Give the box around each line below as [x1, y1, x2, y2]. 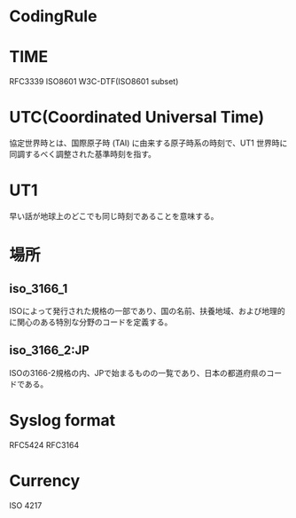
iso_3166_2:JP [9, 343, 90, 358]
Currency [9, 470, 81, 491]
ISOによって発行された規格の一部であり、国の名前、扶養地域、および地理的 [9, 306, 285, 316]
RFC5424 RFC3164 [9, 439, 80, 450]
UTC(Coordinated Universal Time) [9, 107, 264, 128]
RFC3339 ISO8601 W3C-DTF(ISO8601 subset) [9, 76, 179, 87]
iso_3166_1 [9, 281, 68, 296]
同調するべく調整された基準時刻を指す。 [9, 149, 157, 160]
